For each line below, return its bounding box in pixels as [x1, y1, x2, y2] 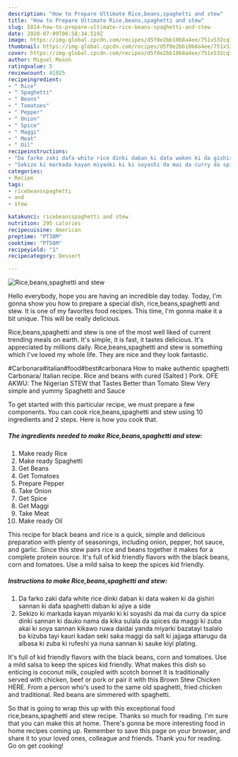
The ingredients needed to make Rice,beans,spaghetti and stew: [8, 431, 203, 440]
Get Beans [18, 464, 49, 473]
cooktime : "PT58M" [8, 239, 62, 247]
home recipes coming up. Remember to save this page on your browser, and [8, 727, 231, 735]
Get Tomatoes [18, 472, 59, 480]
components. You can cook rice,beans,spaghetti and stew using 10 [8, 408, 203, 416]
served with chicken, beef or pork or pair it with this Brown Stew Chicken [8, 675, 221, 684]
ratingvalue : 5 [8, 63, 53, 70]
